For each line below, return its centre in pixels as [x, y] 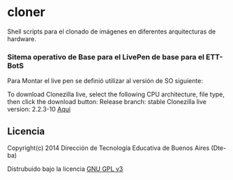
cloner [26, 12]
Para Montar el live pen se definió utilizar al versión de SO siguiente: [105, 81]
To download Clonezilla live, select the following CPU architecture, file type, [116, 94]
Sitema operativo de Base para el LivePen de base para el [106, 57]
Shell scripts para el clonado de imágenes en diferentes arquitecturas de [112, 31]
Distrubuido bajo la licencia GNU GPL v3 [65, 169]
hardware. [22, 38]
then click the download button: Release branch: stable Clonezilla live [107, 102]
